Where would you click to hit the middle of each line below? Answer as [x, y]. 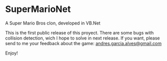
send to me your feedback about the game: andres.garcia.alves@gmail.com [83, 43]
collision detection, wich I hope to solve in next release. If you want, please [83, 38]
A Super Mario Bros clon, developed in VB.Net [53, 23]
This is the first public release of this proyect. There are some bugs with [79, 32]
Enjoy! [12, 53]
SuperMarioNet [38, 9]
